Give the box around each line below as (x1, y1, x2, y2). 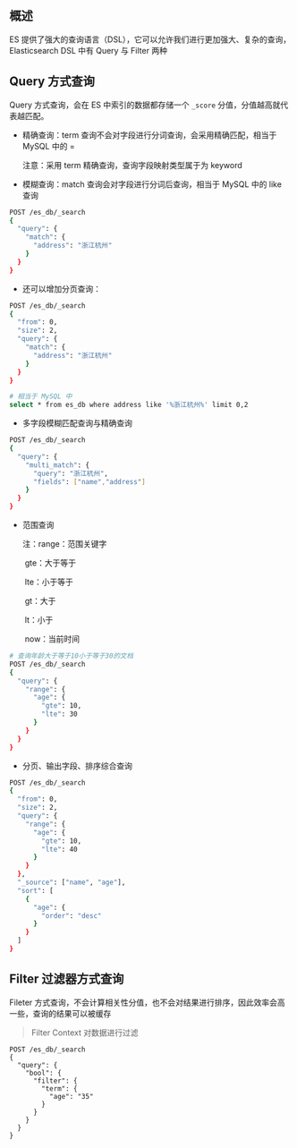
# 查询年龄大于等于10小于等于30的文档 (9, 651, 134, 660)
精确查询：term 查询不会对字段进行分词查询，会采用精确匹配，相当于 (21, 129, 277, 140)
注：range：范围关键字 (21, 539, 107, 548)
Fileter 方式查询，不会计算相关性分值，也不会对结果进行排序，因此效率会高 (9, 997, 286, 1008)
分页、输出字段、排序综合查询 (21, 760, 132, 771)
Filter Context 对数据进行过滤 (30, 1027, 139, 1038)
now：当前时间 (24, 634, 81, 644)
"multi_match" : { (25, 460, 90, 470)
